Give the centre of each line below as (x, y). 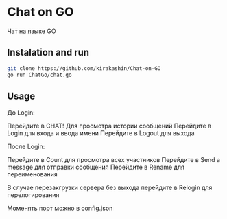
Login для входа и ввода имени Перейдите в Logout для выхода (101, 133)
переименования (33, 174)
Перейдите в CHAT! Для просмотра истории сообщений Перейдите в (109, 126)
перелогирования (33, 195)
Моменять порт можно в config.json (60, 208)
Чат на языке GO (32, 31)
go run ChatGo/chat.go (39, 75)
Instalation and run (48, 53)
